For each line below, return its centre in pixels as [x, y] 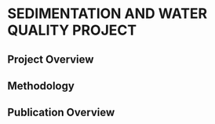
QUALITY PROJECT [72, 30]
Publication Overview [61, 113]
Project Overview [51, 59]
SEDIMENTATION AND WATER [107, 14]
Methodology [41, 86]
